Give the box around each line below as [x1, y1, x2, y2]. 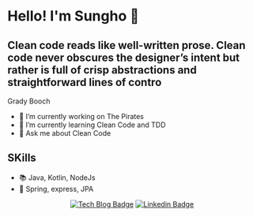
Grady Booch [7, 96, 51, 106]
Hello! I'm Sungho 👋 [7, 7, 140, 25]
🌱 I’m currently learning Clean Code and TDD [18, 120, 166, 129]
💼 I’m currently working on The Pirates [18, 112, 144, 121]
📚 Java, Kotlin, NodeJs [18, 173, 96, 182]
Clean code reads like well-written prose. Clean [7, 39, 246, 52]
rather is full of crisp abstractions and [7, 63, 197, 77]
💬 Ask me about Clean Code [18, 129, 111, 137]
